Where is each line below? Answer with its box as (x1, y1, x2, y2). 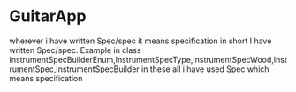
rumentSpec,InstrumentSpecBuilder (9, 64, 140, 74)
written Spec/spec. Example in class (9, 44, 141, 55)
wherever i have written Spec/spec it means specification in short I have (9, 35, 272, 46)
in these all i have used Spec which (140, 64, 269, 74)
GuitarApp (9, 6, 87, 27)
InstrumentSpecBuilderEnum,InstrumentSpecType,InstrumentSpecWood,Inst (9, 54, 287, 65)
